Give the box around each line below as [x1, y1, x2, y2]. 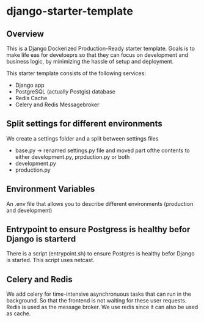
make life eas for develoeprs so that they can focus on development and [6, 51, 189, 59]
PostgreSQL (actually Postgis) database [15, 88, 116, 95]
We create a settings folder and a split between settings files [6, 134, 159, 142]
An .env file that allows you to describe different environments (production [6, 200, 194, 207]
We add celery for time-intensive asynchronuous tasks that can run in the [6, 290, 191, 298]
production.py [15, 166, 51, 174]
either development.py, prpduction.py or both [15, 153, 130, 160]
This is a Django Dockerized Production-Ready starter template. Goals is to [6, 45, 195, 52]
